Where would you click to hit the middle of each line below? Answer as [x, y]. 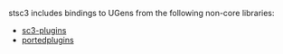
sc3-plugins [44, 30]
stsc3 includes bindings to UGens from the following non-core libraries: [141, 13]
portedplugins [47, 40]
